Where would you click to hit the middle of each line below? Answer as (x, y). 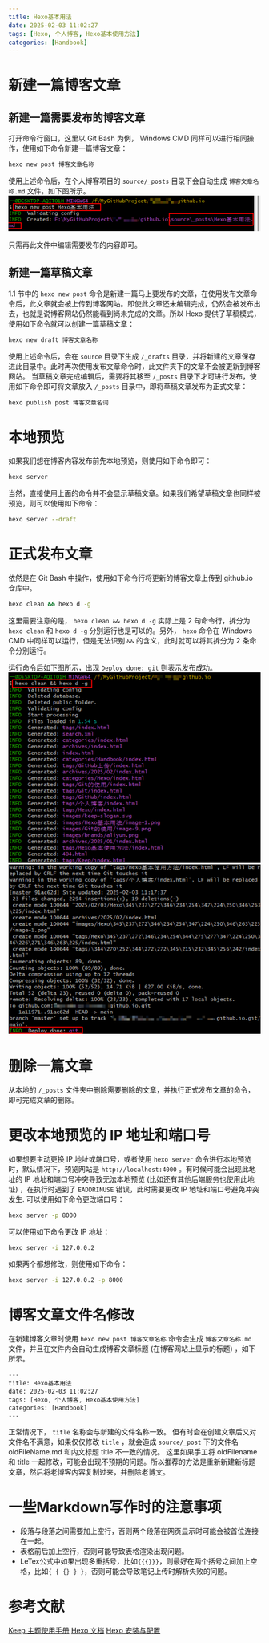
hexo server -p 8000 (43, 1215)
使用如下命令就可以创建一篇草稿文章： (71, 323)
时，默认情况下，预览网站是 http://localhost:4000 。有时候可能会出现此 (129, 1169)
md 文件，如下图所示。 (54, 191)
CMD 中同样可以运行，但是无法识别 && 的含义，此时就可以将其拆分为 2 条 (129, 640)
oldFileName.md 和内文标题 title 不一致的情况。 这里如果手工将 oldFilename (133, 1452)
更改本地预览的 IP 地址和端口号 (109, 1135)
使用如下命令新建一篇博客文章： (75, 148)
